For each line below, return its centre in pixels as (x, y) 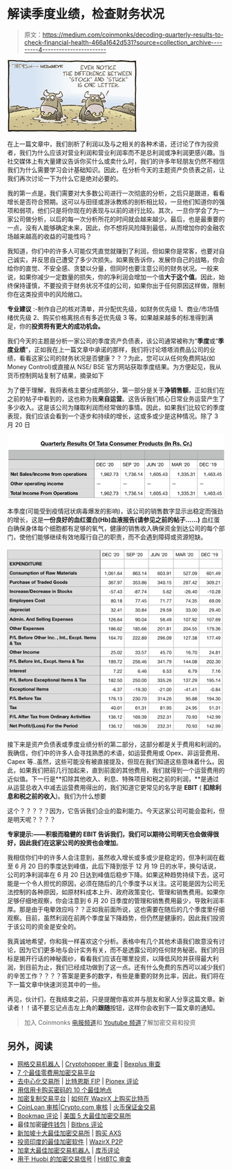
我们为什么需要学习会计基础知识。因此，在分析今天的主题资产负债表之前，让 (116, 169)
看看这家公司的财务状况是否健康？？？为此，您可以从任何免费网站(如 (117, 358)
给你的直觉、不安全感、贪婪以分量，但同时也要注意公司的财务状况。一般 (110, 268)
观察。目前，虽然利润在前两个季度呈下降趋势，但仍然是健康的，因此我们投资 (116, 918)
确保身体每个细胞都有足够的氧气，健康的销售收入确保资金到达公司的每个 (116, 528)
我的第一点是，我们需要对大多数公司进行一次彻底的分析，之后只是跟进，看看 (116, 193)
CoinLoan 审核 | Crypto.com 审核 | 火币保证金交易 (86, 1107)
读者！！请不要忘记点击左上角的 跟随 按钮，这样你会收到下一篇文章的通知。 (113, 1008)
